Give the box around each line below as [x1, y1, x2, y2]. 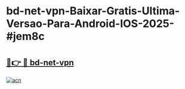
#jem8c [6, 30, 45, 43]
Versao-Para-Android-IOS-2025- [6, 17, 175, 30]
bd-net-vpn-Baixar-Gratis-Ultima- [6, 4, 180, 18]
